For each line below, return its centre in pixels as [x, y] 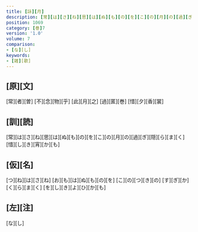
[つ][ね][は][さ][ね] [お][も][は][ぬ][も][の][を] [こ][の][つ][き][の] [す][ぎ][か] [98, 180]
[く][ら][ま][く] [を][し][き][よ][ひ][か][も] [56, 187]
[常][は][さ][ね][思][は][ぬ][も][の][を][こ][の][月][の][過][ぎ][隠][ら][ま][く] [95, 137]
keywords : [18, 55]
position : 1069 [25, 22]
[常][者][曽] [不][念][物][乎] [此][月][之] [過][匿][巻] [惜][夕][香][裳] [85, 101]
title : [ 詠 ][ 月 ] [25, 11]
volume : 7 [18, 39]
